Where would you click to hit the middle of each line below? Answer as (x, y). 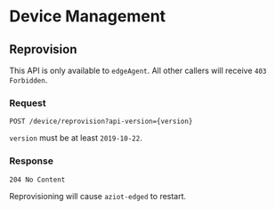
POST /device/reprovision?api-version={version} (101, 122)
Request (28, 102)
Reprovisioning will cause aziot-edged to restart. (98, 196)
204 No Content (37, 180)
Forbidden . (28, 80)
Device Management (88, 16)
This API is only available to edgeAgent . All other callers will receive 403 (138, 70)
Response (31, 161)
